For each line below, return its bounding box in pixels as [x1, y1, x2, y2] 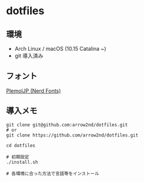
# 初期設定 [6, 154, 30, 160]
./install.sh [6, 159, 38, 165]
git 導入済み [14, 52, 44, 59]
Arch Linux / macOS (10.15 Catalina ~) [14, 45, 106, 52]
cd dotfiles [6, 142, 35, 148]
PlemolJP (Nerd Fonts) [6, 87, 61, 94]
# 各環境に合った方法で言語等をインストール [6, 170, 99, 177]
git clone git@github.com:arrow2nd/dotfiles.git [6, 122, 128, 128]
